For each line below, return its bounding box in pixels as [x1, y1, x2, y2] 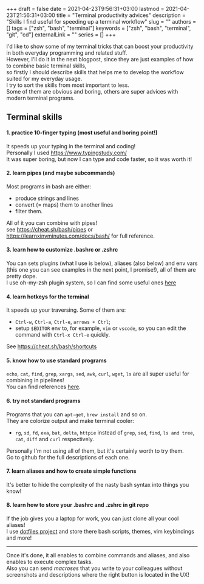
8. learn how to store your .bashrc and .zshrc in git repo [6, 501, 149, 509]
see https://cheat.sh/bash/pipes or [6, 225, 93, 233]
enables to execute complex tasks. [6, 558, 93, 566]
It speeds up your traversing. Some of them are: [6, 306, 126, 314]
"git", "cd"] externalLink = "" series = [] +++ [6, 31, 117, 38]
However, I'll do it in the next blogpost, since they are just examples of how [6, 56, 194, 63]
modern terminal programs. [6, 94, 75, 101]
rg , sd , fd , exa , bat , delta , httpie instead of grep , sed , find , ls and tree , [15, 428, 195, 436]
